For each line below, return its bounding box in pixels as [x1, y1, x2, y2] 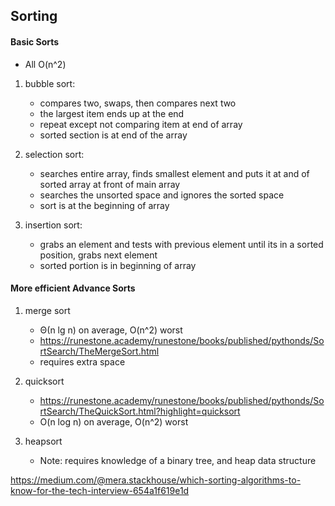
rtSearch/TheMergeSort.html [39, 345, 160, 357]
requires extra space [39, 355, 126, 368]
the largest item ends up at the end [39, 107, 185, 119]
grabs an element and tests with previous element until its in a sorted [39, 238, 324, 250]
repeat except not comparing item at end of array [39, 118, 243, 130]
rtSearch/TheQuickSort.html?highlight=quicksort [39, 405, 241, 417]
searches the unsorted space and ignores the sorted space [39, 189, 285, 201]
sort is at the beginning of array [39, 199, 170, 211]
